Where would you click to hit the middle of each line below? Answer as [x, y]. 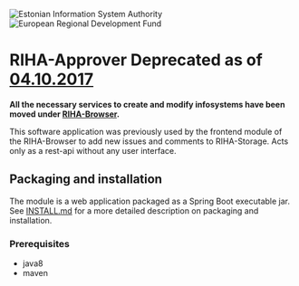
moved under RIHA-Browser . [65, 114]
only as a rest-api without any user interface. [93, 150]
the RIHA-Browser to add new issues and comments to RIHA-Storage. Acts [149, 141]
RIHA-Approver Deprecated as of [136, 60]
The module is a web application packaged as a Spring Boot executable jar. [150, 201]
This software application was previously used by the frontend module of [146, 131]
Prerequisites [39, 243]
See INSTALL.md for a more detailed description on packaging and [134, 210]
